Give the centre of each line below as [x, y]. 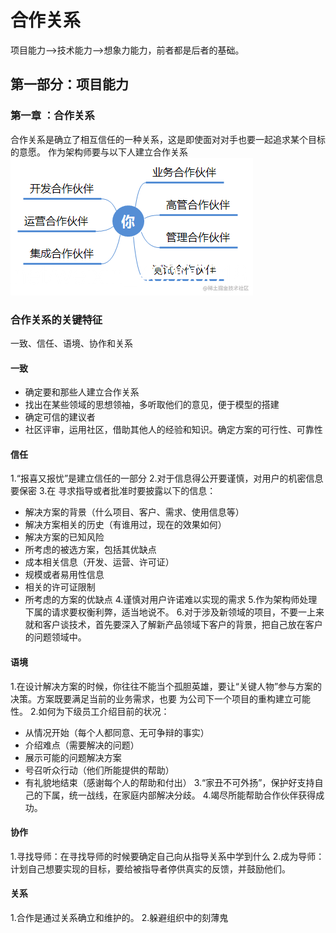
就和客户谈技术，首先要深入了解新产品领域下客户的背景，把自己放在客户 [173, 625]
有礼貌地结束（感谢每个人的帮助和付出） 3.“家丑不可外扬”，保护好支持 [169, 782]
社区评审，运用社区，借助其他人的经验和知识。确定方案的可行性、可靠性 [173, 430]
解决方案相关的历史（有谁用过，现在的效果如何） [125, 525]
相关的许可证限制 [60, 587]
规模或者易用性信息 [64, 575]
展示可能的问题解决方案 [73, 757]
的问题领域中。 [55, 637]
